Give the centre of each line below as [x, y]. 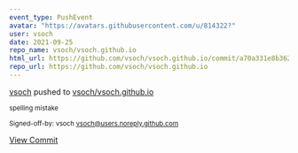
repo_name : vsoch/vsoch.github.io [73, 50]
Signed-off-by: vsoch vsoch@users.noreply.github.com [94, 123]
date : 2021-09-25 [41, 42]
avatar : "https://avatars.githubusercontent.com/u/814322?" [123, 26]
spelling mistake [34, 108]
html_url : [27, 58]
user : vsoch [31, 34]
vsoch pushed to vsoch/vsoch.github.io [82, 92]
